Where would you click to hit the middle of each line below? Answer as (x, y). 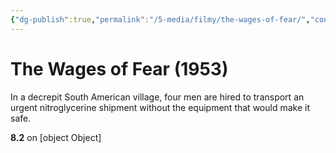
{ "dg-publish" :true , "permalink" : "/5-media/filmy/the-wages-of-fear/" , (160, 19)
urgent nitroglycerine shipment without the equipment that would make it (160, 107)
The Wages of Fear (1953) (119, 68)
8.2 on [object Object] (56, 137)
